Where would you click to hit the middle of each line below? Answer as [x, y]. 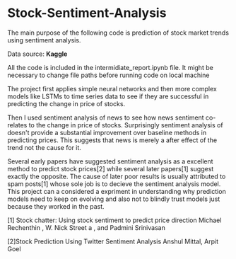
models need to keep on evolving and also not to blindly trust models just [114, 199]
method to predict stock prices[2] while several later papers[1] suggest [111, 168]
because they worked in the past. [56, 206]
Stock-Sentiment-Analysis [87, 13]
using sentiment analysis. [44, 40]
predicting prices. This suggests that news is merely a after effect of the [112, 140]
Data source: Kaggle [37, 54]
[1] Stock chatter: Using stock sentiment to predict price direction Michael [114, 220]
